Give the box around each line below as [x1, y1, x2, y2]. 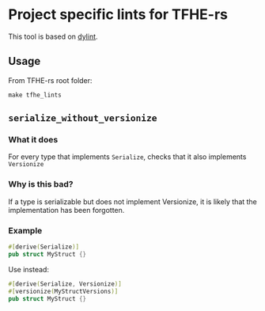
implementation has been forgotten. [8, 205, 125, 214]
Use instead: [8, 264, 50, 274]
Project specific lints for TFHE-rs [8, 6, 228, 24]
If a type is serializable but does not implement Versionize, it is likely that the [8, 196, 257, 207]
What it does [8, 135, 59, 146]
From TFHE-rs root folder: [8, 75, 93, 85]
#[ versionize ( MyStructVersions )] [8, 287, 119, 295]
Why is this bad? [8, 179, 74, 190]
